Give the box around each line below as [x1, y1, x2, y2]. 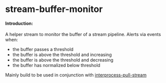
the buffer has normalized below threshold [12, 62, 100, 68]
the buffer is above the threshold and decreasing [12, 57, 114, 63]
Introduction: [5, 20, 34, 26]
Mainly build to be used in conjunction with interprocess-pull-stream [5, 72, 147, 78]
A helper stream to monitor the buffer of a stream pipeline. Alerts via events [5, 31, 161, 37]
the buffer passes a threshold [12, 46, 74, 52]
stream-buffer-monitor [5, 3, 103, 15]
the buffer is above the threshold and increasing [12, 51, 112, 58]
